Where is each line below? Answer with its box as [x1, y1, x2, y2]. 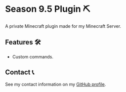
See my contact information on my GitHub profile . [5, 81, 106, 87]
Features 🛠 [5, 38, 41, 46]
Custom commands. [12, 53, 53, 59]
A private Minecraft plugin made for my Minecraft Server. [5, 23, 122, 29]
